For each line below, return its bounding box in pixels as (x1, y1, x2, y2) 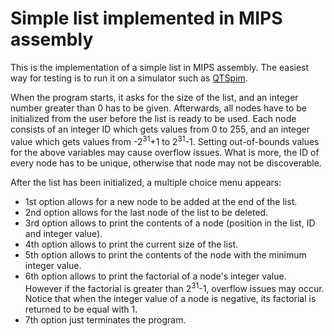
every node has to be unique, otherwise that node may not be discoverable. (10, 157, 322, 169)
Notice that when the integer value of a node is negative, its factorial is (24, 293, 317, 305)
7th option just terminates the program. (24, 314, 187, 326)
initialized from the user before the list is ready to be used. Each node (10, 112, 297, 124)
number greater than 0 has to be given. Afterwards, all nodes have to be (10, 102, 308, 114)
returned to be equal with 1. (24, 303, 138, 316)
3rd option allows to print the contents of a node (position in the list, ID (24, 217, 316, 229)
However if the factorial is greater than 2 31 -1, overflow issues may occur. (24, 280, 325, 294)
